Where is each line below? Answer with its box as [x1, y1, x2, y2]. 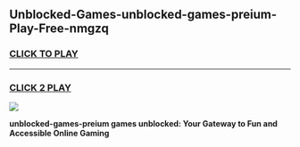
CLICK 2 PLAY [9, 81, 71, 94]
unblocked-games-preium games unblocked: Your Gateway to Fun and [9, 118, 279, 128]
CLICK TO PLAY [9, 48, 79, 61]
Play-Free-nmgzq [9, 21, 109, 37]
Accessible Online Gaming [9, 127, 110, 138]
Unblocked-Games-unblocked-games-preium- [9, 7, 277, 22]
